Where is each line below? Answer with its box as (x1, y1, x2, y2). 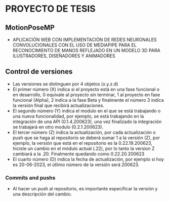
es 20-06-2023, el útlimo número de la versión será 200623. (12, 161, 140, 168)
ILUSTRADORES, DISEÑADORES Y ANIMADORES (12, 53, 115, 59)
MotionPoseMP (5, 23, 55, 32)
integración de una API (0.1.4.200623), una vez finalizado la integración (12, 118, 162, 125)
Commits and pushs (5, 174, 56, 181)
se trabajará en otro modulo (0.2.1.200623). (12, 124, 104, 130)
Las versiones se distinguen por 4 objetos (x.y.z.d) (12, 80, 118, 87)
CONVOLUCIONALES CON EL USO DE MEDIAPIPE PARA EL (12, 42, 137, 48)
